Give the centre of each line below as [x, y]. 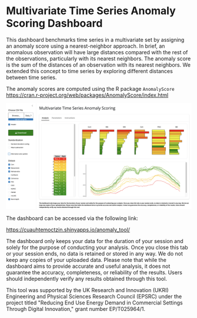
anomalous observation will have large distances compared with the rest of [97, 52]
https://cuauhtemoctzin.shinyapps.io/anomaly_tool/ [68, 230]
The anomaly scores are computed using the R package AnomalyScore [90, 88]
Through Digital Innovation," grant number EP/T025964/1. [76, 309]
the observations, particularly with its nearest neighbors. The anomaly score [98, 58]
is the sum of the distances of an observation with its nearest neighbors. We [98, 65]
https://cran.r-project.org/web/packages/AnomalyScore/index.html [87, 95]
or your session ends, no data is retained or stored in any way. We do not [95, 254]
